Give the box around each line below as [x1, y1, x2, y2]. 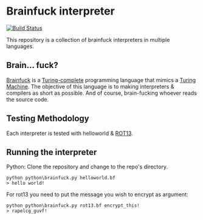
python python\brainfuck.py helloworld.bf [6, 175, 115, 181]
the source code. [6, 95, 49, 103]
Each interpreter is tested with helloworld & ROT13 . [6, 129, 134, 137]
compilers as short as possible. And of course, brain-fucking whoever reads [6, 89, 198, 97]
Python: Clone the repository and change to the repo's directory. [6, 163, 168, 171]
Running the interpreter [6, 147, 97, 157]
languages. [6, 43, 35, 50]
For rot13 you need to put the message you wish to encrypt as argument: [6, 191, 188, 198]
